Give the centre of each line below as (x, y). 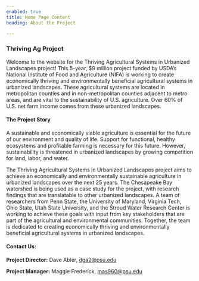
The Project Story (28, 120)
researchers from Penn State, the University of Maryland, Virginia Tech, (94, 201)
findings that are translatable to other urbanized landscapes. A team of (93, 195)
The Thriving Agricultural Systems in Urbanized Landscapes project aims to (99, 170)
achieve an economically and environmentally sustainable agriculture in (94, 176)
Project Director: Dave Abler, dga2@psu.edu (61, 260)
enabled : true (24, 12)
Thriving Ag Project (35, 49)
